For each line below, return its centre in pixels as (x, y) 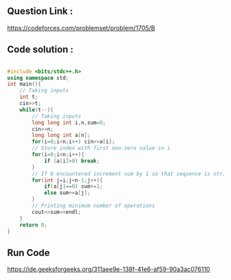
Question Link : (40, 11)
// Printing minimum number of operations (93, 206)
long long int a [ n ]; (61, 136)
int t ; (29, 97)
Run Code (29, 253)
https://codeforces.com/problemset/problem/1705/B (81, 28)
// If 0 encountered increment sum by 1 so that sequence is (121, 174)
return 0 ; (34, 225)
